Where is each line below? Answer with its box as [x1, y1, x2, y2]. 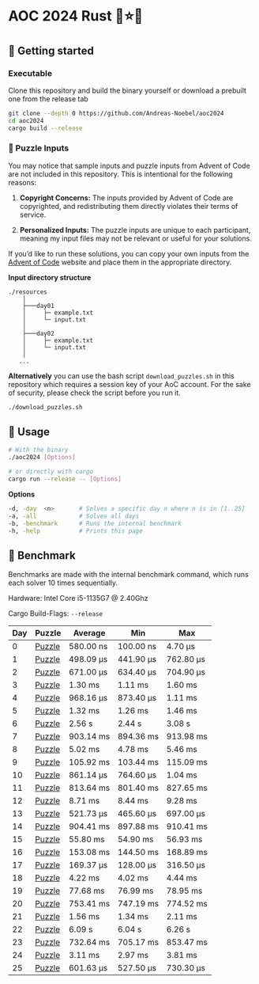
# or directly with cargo [8, 468, 93, 476]
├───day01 [22, 302, 55, 310]
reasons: [8, 177, 37, 187]
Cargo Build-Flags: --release [8, 609, 103, 618]
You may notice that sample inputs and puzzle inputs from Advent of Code [8, 161, 250, 170]
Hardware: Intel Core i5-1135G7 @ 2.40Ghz [8, 594, 148, 603]
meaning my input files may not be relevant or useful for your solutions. [19, 234, 253, 243]
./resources [8, 287, 47, 296]
